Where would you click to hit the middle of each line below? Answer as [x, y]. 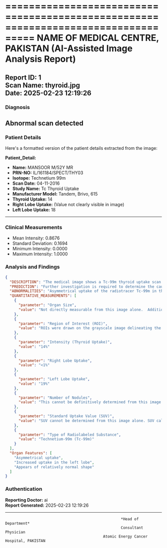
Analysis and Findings [33, 267]
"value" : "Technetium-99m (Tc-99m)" [56, 439]
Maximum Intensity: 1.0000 [40, 254]
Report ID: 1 [23, 77]
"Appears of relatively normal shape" [54, 467]
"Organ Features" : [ [31, 453]
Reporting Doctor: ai [27, 500]
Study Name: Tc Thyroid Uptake [46, 189]
